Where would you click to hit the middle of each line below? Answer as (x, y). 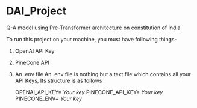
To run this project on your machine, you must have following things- (92, 39)
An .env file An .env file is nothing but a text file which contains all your (103, 74)
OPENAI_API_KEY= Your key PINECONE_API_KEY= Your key (89, 92)
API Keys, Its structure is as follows (58, 80)
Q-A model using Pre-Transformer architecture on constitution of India (93, 28)
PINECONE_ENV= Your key (48, 98)
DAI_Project (36, 11)
